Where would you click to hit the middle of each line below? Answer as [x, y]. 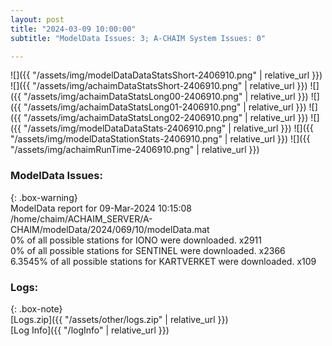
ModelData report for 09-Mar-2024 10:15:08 [101, 208]
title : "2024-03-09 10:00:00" [73, 29]
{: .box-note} [36, 308]
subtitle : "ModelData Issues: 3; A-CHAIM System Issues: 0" [138, 38]
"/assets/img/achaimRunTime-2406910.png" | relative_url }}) [135, 150]
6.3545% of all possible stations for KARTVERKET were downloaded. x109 [163, 261]
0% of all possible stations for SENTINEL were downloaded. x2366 [148, 250]
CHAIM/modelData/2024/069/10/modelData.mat [110, 229]
